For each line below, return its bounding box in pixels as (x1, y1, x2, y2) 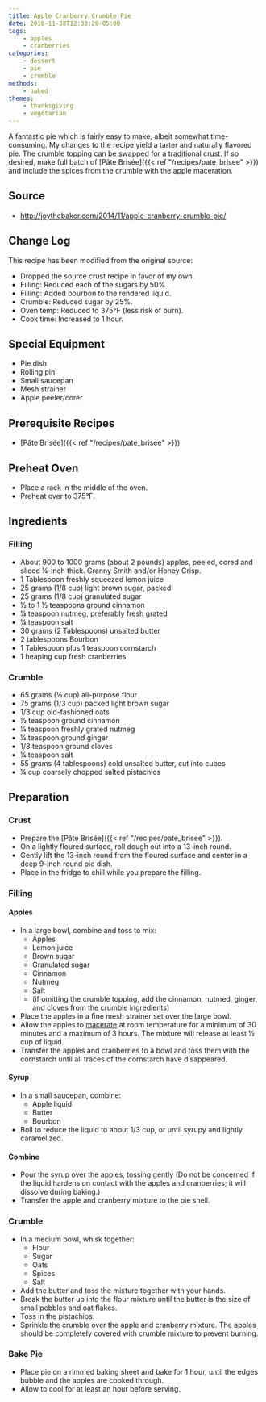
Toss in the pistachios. (19, 1311, 95, 1320)
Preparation (8, 790, 69, 804)
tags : (8, 27, 27, 35)
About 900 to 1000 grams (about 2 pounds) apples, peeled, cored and (19, 557, 254, 567)
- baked (23, 86, 48, 95)
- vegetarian (23, 110, 67, 118)
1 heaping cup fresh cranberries (19, 651, 127, 661)
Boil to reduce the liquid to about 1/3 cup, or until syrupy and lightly (19, 1125, 243, 1135)
